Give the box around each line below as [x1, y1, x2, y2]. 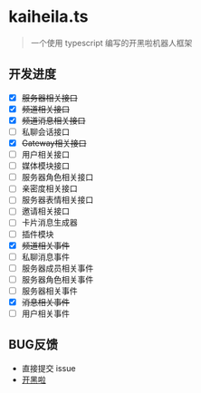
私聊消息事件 [21, 251, 70, 262]
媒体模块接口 [21, 160, 70, 171]
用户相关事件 [21, 308, 70, 319]
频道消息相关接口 [21, 115, 86, 126]
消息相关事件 [21, 296, 70, 307]
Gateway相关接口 [21, 138, 87, 149]
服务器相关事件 [21, 285, 78, 296]
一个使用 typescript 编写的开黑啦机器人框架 [30, 37, 193, 48]
